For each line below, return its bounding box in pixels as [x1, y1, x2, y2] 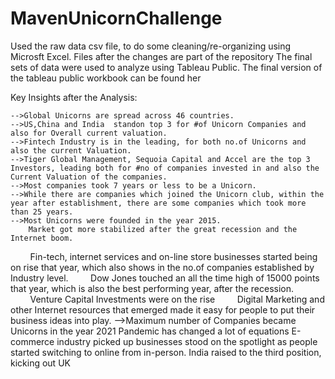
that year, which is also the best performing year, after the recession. [10, 282, 295, 294]
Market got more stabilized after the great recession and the [28, 224, 298, 234]
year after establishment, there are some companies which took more [10, 198, 307, 208]
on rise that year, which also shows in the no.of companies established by [10, 261, 315, 273]
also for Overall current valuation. [10, 128, 168, 138]
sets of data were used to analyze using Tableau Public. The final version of [10, 61, 323, 73]
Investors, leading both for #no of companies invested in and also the [10, 163, 320, 173]
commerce [10, 335, 55, 347]
